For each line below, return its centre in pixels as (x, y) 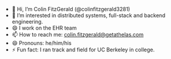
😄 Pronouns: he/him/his (41, 43)
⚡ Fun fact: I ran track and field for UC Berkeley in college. (83, 50)
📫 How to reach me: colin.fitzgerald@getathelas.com (78, 35)
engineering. (27, 22)
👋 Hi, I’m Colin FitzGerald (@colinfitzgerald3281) (71, 9)
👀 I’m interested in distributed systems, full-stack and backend (88, 15)
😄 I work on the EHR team (44, 28)
